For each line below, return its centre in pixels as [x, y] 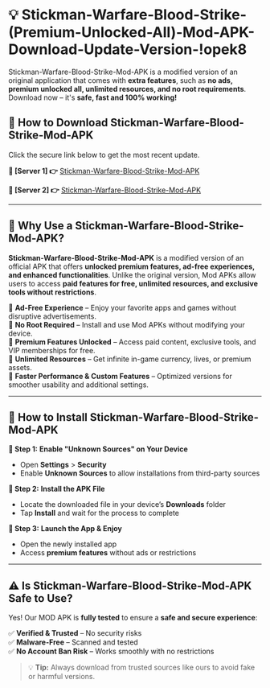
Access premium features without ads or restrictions [108, 553]
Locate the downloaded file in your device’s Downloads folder [123, 505]
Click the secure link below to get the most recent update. [104, 154]
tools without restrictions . [52, 292]
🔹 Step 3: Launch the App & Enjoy [65, 529]
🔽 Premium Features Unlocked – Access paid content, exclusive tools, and [132, 342]
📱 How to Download [58, 123]
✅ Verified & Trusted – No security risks [75, 633]
